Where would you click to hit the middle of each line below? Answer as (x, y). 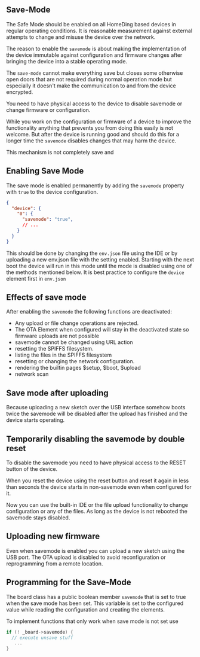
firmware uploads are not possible (57, 336)
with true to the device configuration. (52, 191)
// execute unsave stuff (42, 638)
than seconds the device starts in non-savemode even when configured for (99, 487)
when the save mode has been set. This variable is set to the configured (95, 603)
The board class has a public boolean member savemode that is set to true (96, 597)
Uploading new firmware (53, 536)
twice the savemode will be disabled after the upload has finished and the (97, 414)
